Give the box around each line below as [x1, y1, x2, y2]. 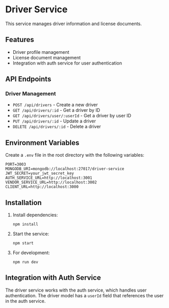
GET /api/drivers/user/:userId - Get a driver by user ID [12, 113, 131, 119]
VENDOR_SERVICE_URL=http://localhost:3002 [5, 180, 97, 185]
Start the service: [12, 231, 50, 237]
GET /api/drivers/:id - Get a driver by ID [12, 107, 101, 113]
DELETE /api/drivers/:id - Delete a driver [12, 124, 101, 130]
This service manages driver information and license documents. [5, 20, 142, 27]
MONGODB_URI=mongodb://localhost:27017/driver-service [5, 167, 125, 172]
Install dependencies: [12, 212, 58, 218]
